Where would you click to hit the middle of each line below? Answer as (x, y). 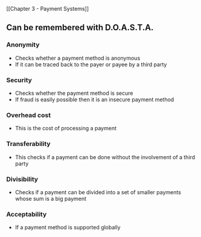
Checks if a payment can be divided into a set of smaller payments (98, 192)
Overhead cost (29, 115)
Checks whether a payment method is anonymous (78, 58)
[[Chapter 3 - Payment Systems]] (48, 9)
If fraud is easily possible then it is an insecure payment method (94, 100)
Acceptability (27, 214)
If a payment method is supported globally (68, 227)
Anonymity (23, 45)
